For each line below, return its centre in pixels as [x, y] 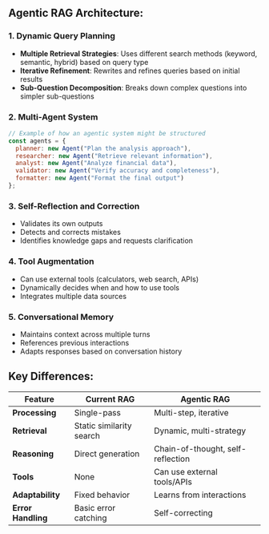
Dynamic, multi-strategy [200, 431]
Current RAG [110, 398]
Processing [34, 412]
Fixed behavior [102, 495]
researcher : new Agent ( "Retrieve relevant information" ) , [114, 156]
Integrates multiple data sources [73, 296]
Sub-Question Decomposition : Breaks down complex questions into [133, 87]
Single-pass [98, 412]
